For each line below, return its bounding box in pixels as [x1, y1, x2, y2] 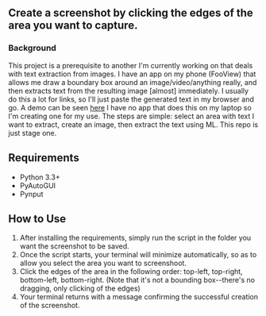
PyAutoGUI [19, 180, 56, 190]
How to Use [8, 212, 67, 225]
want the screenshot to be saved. [19, 241, 129, 251]
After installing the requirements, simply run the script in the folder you [19, 233, 252, 243]
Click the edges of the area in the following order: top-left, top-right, [19, 267, 244, 276]
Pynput [19, 189, 44, 198]
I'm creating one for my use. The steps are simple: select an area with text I [8, 111, 255, 121]
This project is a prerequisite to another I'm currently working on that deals [8, 60, 253, 70]
